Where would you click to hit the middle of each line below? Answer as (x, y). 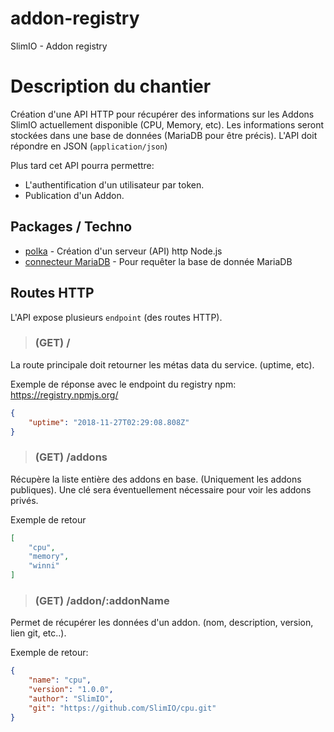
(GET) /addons (71, 457)
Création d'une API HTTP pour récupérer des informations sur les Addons (162, 114)
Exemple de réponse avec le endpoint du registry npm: (123, 384)
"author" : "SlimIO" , (71, 699)
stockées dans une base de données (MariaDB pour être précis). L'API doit (164, 135)
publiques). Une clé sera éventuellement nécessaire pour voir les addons (161, 489)
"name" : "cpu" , (60, 680)
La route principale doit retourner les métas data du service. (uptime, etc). (162, 364)
